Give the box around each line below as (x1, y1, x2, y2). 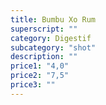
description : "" (10, 52, 78, 62)
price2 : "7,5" (10, 71, 70, 81)
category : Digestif (10, 33, 92, 43)
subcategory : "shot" (10, 42, 97, 53)
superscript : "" (10, 24, 78, 34)
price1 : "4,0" (10, 61, 70, 71)
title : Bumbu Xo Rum (10, 14, 97, 25)
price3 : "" (10, 80, 56, 90)
